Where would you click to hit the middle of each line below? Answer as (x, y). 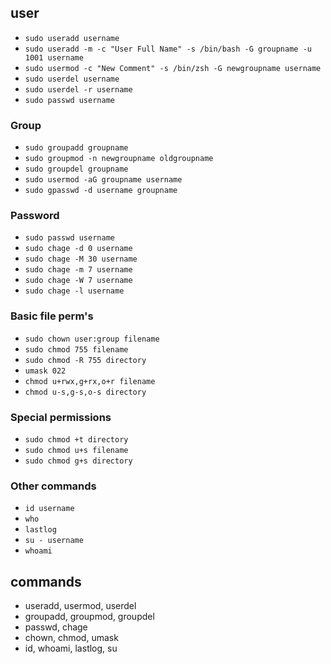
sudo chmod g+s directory (78, 461)
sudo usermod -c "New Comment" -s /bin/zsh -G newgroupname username (173, 68)
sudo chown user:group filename (92, 339)
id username (49, 509)
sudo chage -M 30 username (81, 259)
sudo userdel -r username (78, 89)
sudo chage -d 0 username (78, 249)
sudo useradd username (72, 38)
